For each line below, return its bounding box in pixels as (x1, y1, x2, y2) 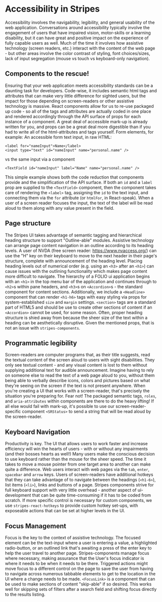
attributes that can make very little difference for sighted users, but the (5, 93, 146, 99)
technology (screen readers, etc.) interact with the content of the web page (5, 45, 156, 51)
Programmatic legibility (5, 339, 77, 347)
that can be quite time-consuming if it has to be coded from (32, 492, 151, 498)
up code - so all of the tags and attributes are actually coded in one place (5, 108, 151, 114)
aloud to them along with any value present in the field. (5, 205, 115, 211)
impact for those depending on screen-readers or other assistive (5, 98, 134, 104)
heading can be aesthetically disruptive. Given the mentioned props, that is (5, 319, 155, 326)
